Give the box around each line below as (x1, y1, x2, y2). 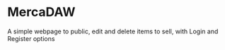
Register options (7, 34, 55, 42)
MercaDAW (7, 4, 76, 20)
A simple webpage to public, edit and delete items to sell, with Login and (7, 27, 219, 35)
